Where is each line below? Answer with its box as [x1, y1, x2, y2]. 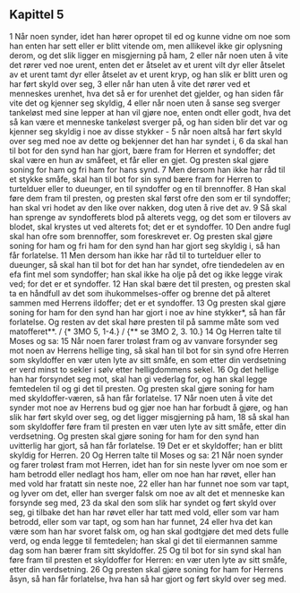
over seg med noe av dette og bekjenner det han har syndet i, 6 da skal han [9, 135, 288, 146]
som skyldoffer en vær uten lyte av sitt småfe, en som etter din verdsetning [9, 354, 287, 365]
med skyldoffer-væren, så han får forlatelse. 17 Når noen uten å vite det [9, 392, 273, 403]
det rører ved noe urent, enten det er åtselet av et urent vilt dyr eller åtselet [9, 59, 286, 70]
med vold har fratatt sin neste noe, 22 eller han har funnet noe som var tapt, [9, 478, 289, 489]
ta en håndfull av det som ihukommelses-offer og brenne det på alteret [9, 288, 270, 298]
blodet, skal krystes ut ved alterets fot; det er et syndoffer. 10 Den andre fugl [9, 221, 291, 232]
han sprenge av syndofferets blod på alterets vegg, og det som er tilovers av [9, 211, 292, 222]
